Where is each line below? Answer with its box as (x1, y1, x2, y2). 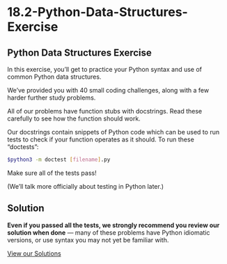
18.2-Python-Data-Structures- (7, 4, 188, 20)
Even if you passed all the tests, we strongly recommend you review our (7, 221, 220, 229)
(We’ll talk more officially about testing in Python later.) (7, 182, 164, 190)
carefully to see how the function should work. (7, 114, 141, 123)
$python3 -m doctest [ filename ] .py (7, 156, 111, 163)
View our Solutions (7, 249, 61, 258)
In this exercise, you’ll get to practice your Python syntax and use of (7, 65, 203, 73)
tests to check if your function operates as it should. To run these (7, 135, 195, 143)
